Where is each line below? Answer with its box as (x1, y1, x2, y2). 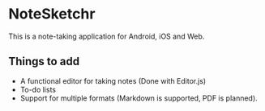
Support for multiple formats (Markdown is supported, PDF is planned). (19, 93, 258, 103)
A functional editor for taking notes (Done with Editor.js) (19, 76, 207, 85)
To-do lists (19, 84, 57, 94)
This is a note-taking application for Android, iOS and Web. (8, 31, 205, 41)
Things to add (8, 55, 79, 68)
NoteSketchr (8, 5, 96, 23)
